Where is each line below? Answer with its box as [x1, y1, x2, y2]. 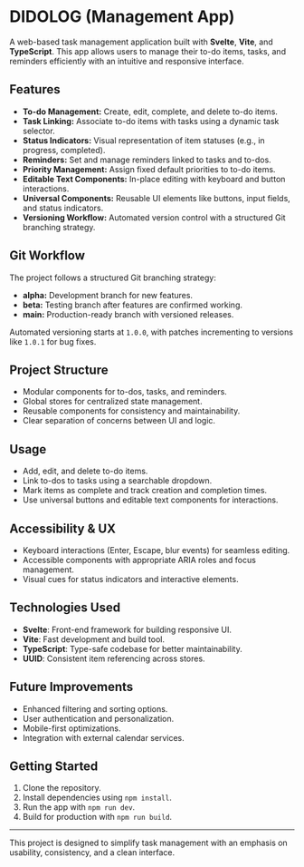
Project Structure [9, 362, 109, 377]
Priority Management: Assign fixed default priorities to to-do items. [22, 163, 276, 174]
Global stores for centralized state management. [22, 396, 203, 407]
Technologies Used [9, 600, 120, 616]
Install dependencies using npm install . [22, 792, 172, 804]
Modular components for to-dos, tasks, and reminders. [22, 386, 228, 397]
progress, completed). [22, 144, 106, 155]
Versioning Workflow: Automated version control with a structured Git [22, 211, 287, 223]
